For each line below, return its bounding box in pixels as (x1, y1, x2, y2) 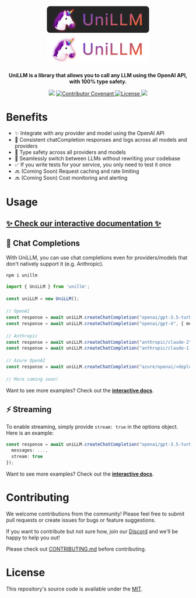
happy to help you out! (6, 534, 60, 541)
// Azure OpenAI (6, 358, 45, 364)
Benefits (6, 110, 48, 124)
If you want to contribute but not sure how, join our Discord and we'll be (6, 528, 178, 535)
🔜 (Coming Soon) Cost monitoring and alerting (14, 175, 128, 182)
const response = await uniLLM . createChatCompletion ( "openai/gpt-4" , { (6, 320, 184, 326)
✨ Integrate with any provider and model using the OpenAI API (14, 129, 165, 137)
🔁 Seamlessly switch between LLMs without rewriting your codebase (14, 155, 181, 162)
